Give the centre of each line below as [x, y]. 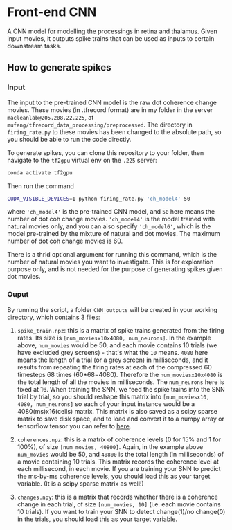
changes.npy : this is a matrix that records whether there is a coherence [117, 497]
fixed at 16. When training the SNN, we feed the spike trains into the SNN [121, 389]
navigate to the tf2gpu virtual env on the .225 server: [82, 160]
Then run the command [41, 186]
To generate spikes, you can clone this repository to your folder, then [106, 152]
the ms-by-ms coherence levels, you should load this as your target [114, 476]
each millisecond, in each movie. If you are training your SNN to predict [119, 468]
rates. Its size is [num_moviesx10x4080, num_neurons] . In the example [114, 338]
